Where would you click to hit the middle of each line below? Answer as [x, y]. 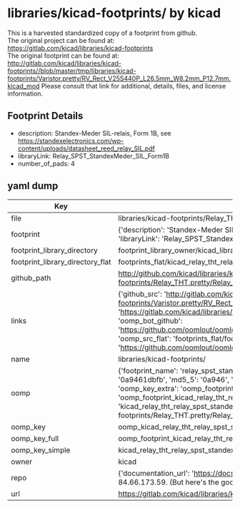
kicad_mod [24, 86]
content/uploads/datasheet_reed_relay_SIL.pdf [86, 148]
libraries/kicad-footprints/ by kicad [114, 13]
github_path [31, 278]
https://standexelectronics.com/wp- [71, 141]
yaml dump [33, 186]
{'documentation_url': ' [156, 473]
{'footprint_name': [148, 370]
